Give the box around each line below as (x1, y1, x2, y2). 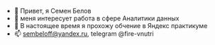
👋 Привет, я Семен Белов (13, 7, 92, 15)
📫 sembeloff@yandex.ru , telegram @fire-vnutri (13, 30, 154, 38)
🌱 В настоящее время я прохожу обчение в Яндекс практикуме (13, 22, 208, 30)
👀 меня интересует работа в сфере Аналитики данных (13, 14, 180, 22)
